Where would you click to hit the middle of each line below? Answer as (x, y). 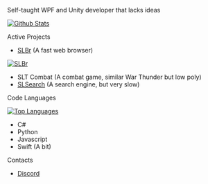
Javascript (32, 139)
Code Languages (32, 98)
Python (27, 132)
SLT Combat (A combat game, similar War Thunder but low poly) (110, 77)
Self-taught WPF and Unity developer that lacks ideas (84, 10)
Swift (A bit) (34, 147)
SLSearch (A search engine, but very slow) (78, 84)
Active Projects (29, 37)
